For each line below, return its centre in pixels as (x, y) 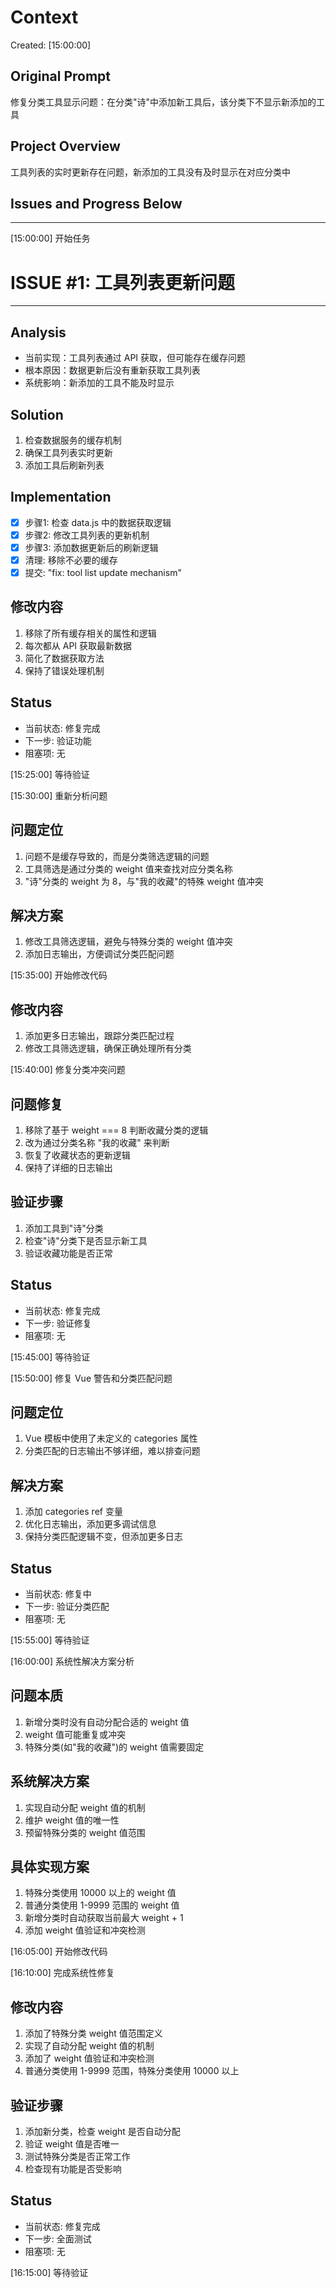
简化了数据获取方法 (64, 658)
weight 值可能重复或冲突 (75, 1734)
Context (44, 17)
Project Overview (65, 146)
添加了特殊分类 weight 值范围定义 (93, 2033)
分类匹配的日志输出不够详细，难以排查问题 (112, 1451)
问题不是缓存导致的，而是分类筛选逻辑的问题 (117, 856)
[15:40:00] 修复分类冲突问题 (68, 1070)
